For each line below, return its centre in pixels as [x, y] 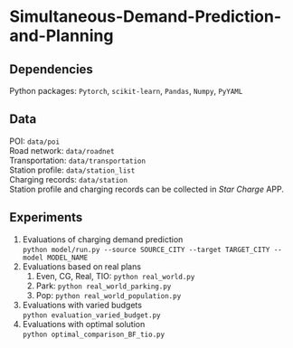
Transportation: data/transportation [78, 160]
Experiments [46, 217]
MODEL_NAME [67, 258]
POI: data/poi [35, 141]
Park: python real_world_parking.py [104, 286]
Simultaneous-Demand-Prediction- [146, 17]
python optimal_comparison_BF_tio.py [94, 334]
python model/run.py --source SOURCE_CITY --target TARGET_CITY [146, 249]
